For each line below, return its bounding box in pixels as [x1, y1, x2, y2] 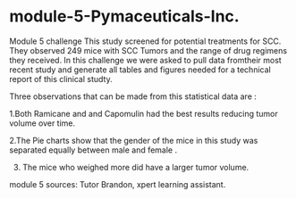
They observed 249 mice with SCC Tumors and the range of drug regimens [9, 45, 288, 55]
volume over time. [9, 118, 76, 129]
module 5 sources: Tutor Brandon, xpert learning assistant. [9, 178, 226, 189]
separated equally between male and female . [9, 145, 177, 155]
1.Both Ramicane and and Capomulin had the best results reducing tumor [9, 108, 279, 119]
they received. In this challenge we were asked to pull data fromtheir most [9, 54, 282, 65]
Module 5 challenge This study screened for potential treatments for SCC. [9, 36, 282, 46]
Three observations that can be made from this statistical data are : [9, 91, 258, 102]
